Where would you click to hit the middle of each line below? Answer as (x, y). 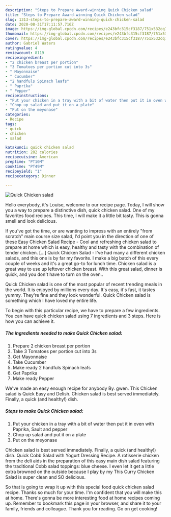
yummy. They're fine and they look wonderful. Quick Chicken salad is (78, 295)
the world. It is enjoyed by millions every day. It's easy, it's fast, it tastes (80, 290)
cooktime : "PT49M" (25, 167)
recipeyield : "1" (24, 171)
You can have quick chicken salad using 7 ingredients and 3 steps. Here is (83, 316)
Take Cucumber (30, 362)
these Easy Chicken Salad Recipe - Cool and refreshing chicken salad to (81, 242)
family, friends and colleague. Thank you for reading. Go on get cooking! (81, 509)
